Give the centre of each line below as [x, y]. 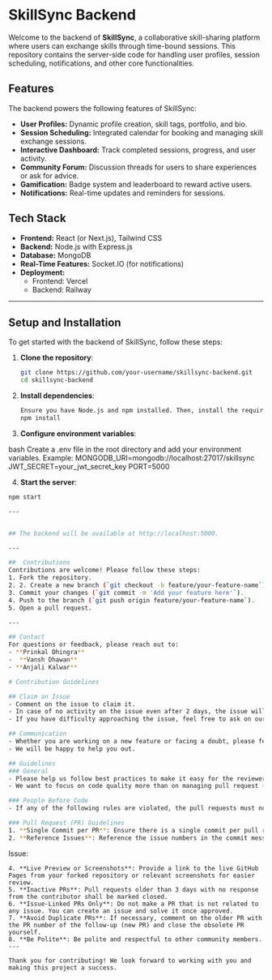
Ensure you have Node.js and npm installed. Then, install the [129, 411]
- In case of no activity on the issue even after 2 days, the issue [128, 712]
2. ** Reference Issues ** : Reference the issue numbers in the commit [128, 838]
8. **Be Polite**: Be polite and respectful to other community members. [136, 939]
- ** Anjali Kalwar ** [43, 667]
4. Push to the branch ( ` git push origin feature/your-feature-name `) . [132, 600]
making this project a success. [63, 967]
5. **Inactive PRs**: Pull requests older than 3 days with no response [134, 889]
